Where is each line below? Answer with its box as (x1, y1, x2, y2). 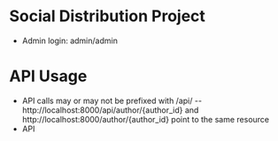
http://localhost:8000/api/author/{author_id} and (21, 104, 199, 115)
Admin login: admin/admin (21, 35, 118, 46)
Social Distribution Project (9, 6, 206, 26)
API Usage (9, 66, 88, 86)
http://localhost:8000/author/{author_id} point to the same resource (21, 114, 270, 124)
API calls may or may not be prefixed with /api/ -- (21, 95, 202, 106)
